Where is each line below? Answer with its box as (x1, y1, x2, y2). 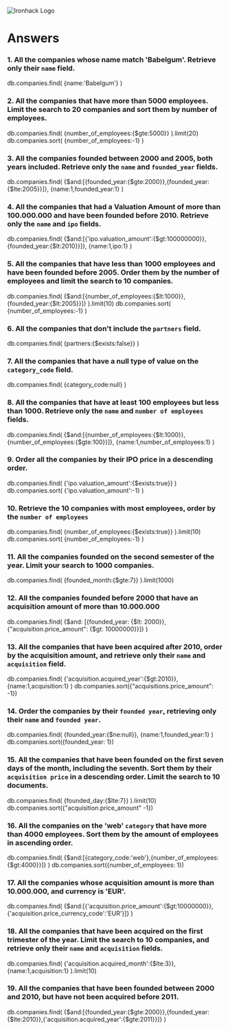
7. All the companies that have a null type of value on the (7, 356, 199, 366)
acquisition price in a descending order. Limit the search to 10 (7, 772, 220, 782)
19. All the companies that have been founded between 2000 (7, 983, 215, 993)
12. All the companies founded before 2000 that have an (7, 594, 198, 603)
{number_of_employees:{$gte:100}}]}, (7, 438, 115, 446)
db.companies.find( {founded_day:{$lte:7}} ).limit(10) (7, 796, 157, 804)
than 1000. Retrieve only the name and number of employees (7, 406, 204, 416)
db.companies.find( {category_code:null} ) (7, 381, 127, 389)
